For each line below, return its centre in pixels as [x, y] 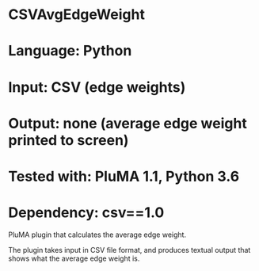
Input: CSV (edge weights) [97, 87]
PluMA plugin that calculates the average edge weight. [97, 235]
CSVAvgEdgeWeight [76, 15]
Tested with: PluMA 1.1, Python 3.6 [124, 176]
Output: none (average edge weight [128, 123]
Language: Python [70, 51]
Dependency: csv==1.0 [86, 213]
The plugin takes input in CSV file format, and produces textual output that [129, 250]
